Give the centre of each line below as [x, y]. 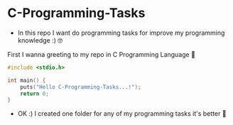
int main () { [27, 80]
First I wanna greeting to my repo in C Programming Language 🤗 [101, 54]
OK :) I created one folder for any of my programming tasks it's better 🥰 [122, 114]
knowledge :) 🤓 [40, 40]
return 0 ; [35, 94]
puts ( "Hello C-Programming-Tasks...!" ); [81, 87]
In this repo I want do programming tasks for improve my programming [121, 33]
